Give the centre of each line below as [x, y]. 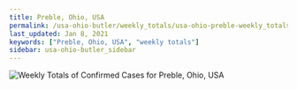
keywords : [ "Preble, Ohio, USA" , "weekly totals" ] [104, 42]
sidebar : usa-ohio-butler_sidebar [73, 50]
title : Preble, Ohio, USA [57, 17]
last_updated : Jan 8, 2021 [59, 33]
